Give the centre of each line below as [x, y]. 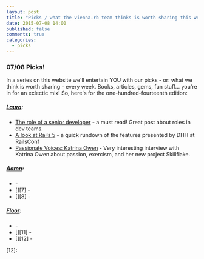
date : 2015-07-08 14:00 [36, 23]
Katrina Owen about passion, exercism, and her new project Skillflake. [102, 155]
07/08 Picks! [25, 67]
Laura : [15, 107]
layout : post [23, 12]
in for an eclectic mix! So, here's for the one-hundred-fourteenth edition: [97, 93]
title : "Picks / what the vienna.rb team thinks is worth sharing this [99, 18]
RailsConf [27, 142]
